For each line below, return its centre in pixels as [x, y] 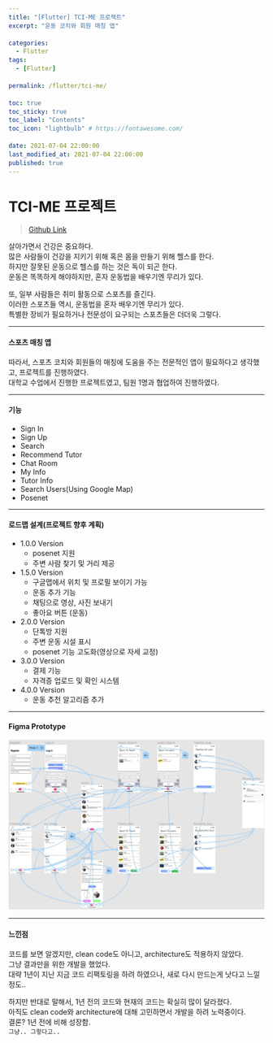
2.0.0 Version [42, 622]
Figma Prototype [37, 726]
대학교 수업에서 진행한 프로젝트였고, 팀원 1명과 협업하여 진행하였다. [114, 382]
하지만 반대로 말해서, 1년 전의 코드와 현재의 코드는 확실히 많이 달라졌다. [120, 1002]
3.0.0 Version [42, 661]
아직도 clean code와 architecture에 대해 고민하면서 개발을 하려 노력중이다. [127, 1011]
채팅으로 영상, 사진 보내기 [73, 602]
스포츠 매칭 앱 [30, 342]
